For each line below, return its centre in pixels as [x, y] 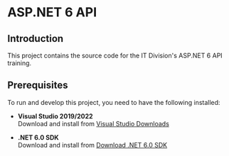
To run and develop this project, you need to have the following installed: [114, 102]
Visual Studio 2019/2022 [55, 116]
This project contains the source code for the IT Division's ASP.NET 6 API [115, 55]
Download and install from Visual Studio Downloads [93, 123]
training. [20, 63]
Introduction [36, 39]
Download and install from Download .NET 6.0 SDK [92, 145]
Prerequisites [38, 85]
